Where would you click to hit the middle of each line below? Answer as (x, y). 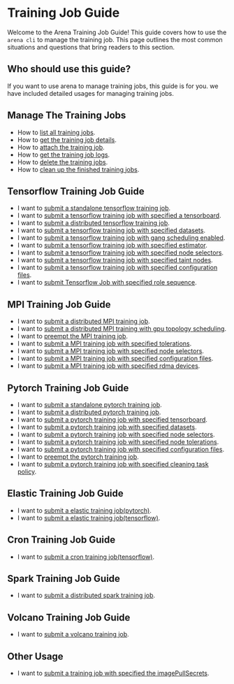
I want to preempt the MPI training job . (72, 336)
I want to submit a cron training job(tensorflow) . (86, 557)
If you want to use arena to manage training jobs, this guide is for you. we (113, 86)
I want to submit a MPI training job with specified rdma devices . (109, 366)
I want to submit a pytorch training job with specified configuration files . (121, 449)
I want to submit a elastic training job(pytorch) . (85, 510)
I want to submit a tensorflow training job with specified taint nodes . (115, 260)
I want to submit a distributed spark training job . (86, 595)
